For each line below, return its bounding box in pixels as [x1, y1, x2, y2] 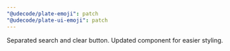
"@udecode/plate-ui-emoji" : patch [6, 17, 109, 24]
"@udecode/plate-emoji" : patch [6, 10, 99, 17]
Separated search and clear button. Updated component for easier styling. [6, 36, 224, 44]
